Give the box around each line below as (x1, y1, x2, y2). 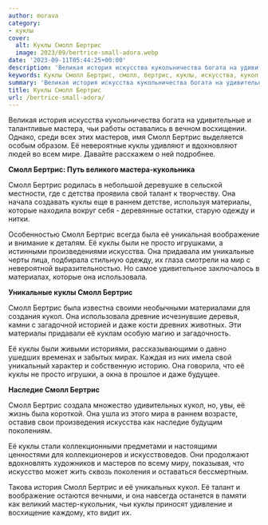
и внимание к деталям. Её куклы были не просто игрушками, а (8, 238, 223, 248)
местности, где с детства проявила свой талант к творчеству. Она (8, 189, 236, 198)
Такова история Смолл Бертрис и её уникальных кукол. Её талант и (8, 483, 241, 492)
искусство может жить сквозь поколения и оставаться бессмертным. (8, 467, 249, 476)
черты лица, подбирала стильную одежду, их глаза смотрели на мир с (8, 255, 251, 264)
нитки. (8, 214, 30, 224)
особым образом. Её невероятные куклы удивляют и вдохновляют (8, 141, 238, 150)
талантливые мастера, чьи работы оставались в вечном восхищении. (8, 124, 247, 133)
